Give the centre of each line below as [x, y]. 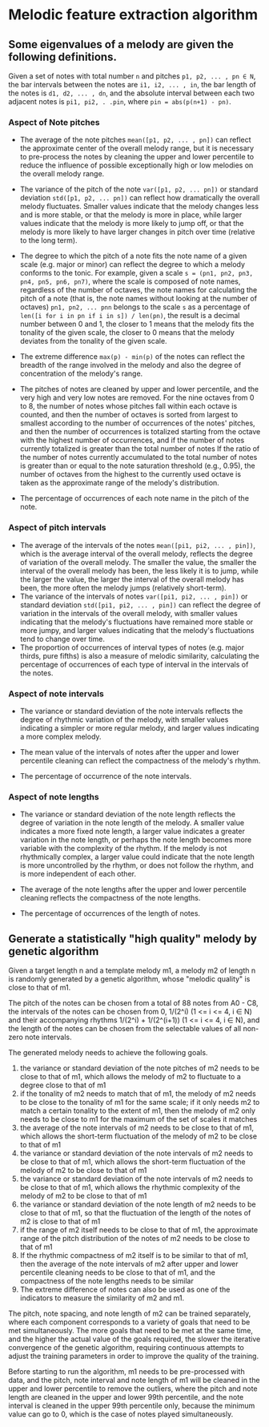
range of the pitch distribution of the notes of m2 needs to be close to [135, 1238]
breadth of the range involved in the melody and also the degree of [130, 365]
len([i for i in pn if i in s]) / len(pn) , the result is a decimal [130, 316]
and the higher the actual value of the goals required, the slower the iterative [134, 1339]
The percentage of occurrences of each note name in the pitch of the [134, 498]
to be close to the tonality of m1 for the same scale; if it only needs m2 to [140, 1102]
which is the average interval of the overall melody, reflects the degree [137, 554]
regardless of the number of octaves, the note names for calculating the [139, 290]
